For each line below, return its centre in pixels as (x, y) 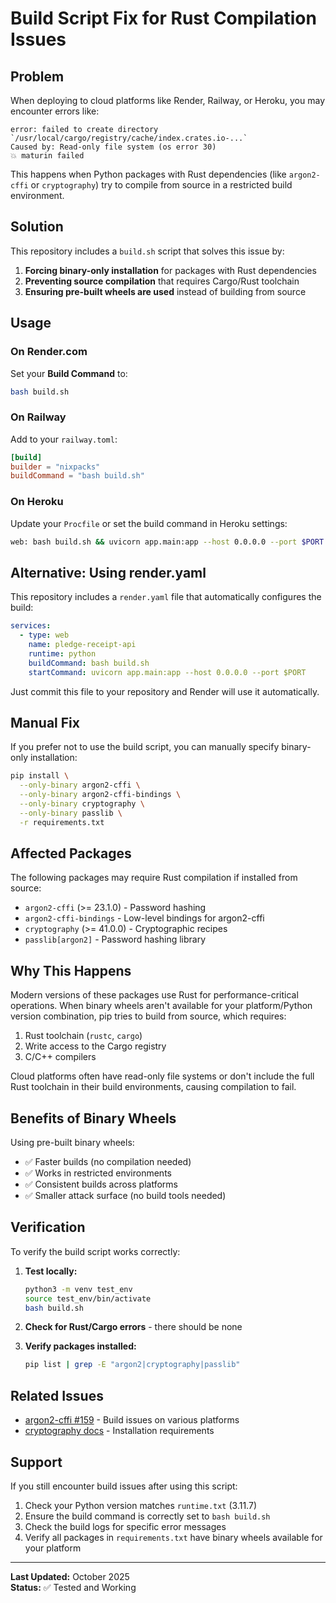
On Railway (38, 417)
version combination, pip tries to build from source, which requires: (148, 1016)
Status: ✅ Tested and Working (73, 1587)
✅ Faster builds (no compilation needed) (108, 1162)
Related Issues (57, 1395)
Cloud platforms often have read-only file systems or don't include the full (162, 1076)
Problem (37, 76)
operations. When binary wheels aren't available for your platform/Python (161, 1006)
